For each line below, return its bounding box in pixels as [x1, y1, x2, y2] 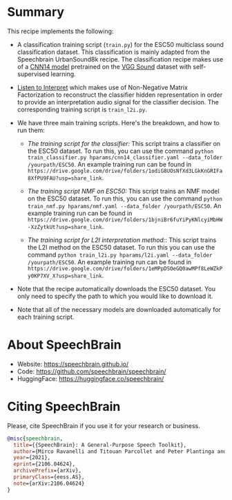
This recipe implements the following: [7, 27, 114, 35]
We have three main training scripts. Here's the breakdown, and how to [17, 118, 220, 127]
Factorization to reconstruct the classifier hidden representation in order [17, 91, 223, 99]
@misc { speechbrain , [7, 435, 64, 442]
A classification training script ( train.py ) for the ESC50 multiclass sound [17, 40, 224, 48]
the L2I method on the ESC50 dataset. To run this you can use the [27, 243, 215, 251]
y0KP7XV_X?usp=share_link [27, 272, 102, 279]
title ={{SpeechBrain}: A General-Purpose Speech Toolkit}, [13, 441, 187, 448]
